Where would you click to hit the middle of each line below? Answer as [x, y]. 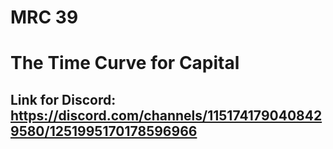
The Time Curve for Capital [125, 63]
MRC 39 [44, 17]
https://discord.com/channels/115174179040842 [166, 115]
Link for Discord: [63, 99]
